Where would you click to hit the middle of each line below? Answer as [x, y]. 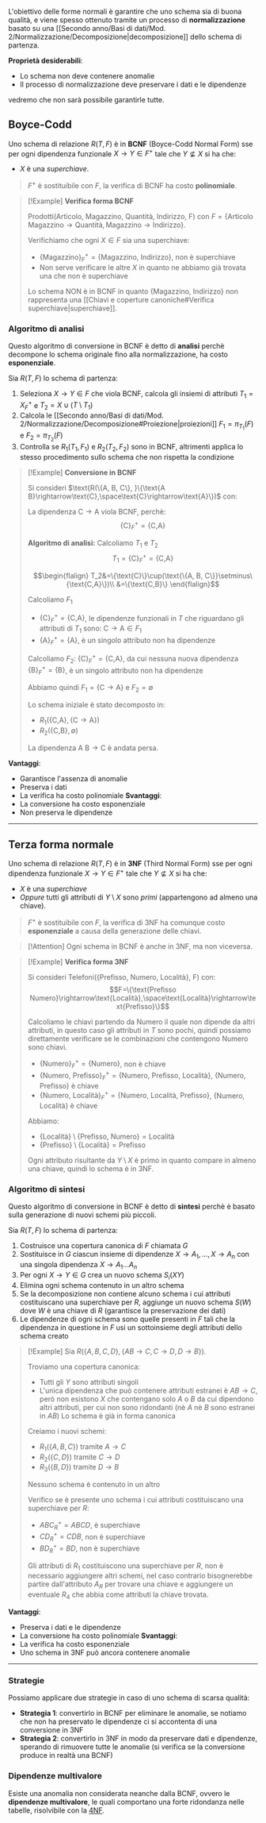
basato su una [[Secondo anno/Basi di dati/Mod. [87, 28]
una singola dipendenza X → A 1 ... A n [78, 1266]
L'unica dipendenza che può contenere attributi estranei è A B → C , [148, 1390]
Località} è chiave [68, 1106]
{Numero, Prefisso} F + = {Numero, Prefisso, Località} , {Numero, [142, 1076]
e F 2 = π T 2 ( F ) [41, 437]
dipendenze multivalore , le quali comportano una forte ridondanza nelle [126, 1802]
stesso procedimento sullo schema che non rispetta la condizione [127, 457]
